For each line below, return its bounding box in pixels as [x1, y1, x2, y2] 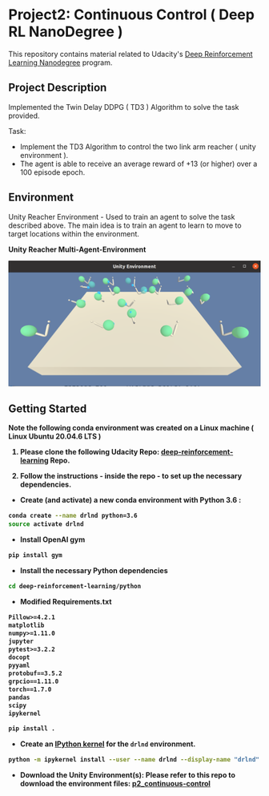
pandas [8, 693, 30, 701]
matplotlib [8, 621, 45, 629]
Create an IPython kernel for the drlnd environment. [19, 739, 196, 749]
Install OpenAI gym [19, 535, 86, 544]
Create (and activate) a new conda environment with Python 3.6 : [19, 495, 242, 505]
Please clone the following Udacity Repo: [19, 447, 160, 457]
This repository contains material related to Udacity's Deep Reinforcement [8, 49, 254, 59]
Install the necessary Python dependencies [19, 566, 168, 576]
